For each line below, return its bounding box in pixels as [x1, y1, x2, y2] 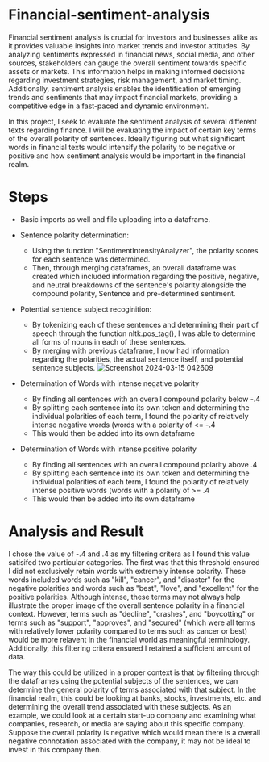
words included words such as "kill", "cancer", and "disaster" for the [8, 575, 235, 584]
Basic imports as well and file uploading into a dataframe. [19, 214, 211, 224]
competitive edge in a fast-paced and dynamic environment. [8, 101, 209, 111]
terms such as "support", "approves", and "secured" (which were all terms [8, 618, 255, 627]
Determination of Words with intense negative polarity [19, 378, 200, 388]
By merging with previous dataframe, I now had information [31, 345, 230, 355]
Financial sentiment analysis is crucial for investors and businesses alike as [8, 32, 258, 42]
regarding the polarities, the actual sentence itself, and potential [31, 354, 244, 364]
